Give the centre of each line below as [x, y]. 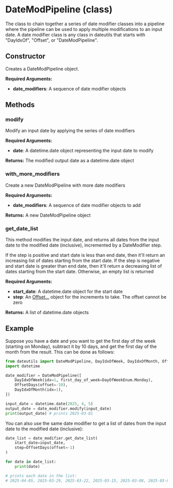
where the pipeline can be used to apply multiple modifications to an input [84, 29]
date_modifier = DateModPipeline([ [44, 375]
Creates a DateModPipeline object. [42, 68]
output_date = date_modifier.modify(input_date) [58, 408]
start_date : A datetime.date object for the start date [68, 291]
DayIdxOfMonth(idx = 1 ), [39, 390]
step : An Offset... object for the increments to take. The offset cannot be [90, 297]
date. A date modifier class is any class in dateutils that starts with [75, 34]
